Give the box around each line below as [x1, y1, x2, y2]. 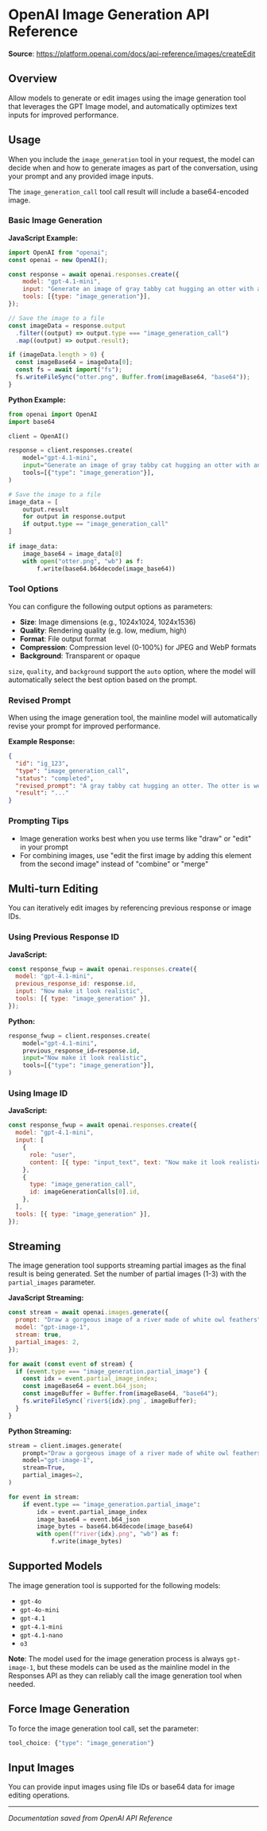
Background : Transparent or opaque [19, 651, 141, 661]
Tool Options [8, 583, 59, 594]
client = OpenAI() [8, 432, 69, 440]
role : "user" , [29, 1151, 77, 1159]
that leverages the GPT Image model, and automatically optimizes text [8, 101, 238, 111]
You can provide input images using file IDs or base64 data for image [8, 1782, 235, 1792]
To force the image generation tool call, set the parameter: [8, 1723, 199, 1733]
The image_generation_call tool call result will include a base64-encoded [8, 186, 249, 196]
